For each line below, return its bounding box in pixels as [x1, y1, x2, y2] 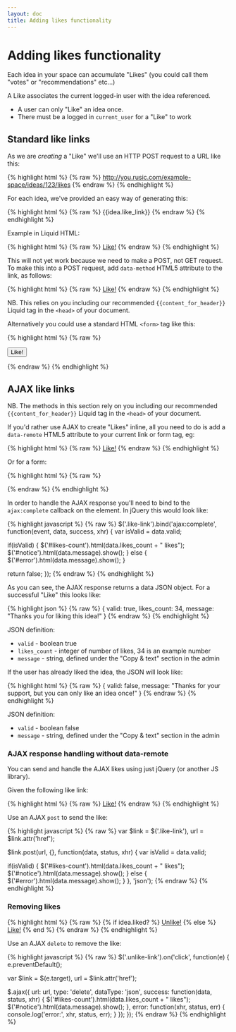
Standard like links [7, 133, 90, 145]
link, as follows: [7, 271, 52, 280]
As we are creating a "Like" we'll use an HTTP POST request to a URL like [7, 152, 221, 161]
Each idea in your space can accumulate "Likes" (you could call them [7, 70, 209, 79]
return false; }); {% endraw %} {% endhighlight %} [7, 570, 154, 578]
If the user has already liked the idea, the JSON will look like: [7, 668, 183, 677]
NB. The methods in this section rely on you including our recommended [7, 402, 218, 410]
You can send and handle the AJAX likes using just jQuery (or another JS [7, 765, 219, 773]
